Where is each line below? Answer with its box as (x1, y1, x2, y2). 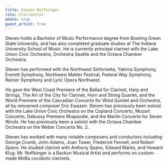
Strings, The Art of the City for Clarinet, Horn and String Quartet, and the (5, 92, 155, 98)
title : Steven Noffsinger (5, 7, 59, 13)
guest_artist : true (5, 21, 46, 27)
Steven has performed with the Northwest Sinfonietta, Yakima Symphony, (5, 66, 157, 72)
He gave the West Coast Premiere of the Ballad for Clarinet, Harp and (5, 87, 148, 93)
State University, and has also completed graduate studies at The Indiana (5, 41, 156, 47)
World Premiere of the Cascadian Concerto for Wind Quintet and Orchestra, (5, 98, 161, 104)
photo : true (5, 17, 30, 22)
